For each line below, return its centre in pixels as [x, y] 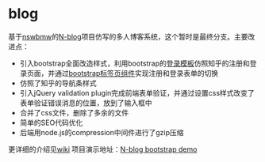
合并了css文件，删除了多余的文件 [74, 112]
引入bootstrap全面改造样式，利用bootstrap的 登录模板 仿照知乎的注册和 [134, 63]
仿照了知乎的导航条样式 [58, 83]
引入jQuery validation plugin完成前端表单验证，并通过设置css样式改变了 [137, 92]
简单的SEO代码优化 [51, 122]
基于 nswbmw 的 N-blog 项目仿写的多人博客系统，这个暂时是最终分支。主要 [128, 36]
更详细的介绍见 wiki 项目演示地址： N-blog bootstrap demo [103, 149]
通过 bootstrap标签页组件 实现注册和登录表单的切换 [136, 73]
